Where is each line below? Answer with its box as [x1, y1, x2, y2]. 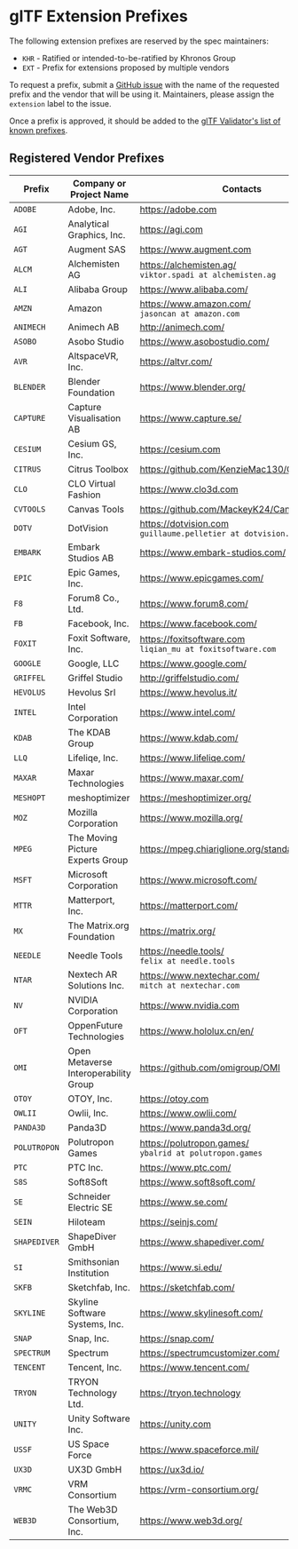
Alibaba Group [67, 282, 129, 295]
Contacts [222, 182, 263, 195]
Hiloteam [67, 1215, 106, 1227]
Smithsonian [67, 1255, 120, 1267]
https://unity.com [139, 1418, 211, 1430]
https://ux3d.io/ [139, 1463, 205, 1475]
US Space [67, 1437, 109, 1450]
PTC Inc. [67, 1161, 104, 1173]
